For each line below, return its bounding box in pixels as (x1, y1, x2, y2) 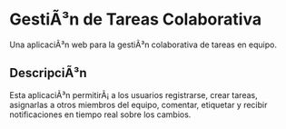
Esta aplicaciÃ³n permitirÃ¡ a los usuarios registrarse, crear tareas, (9, 89, 258, 100)
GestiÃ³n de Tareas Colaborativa (9, 9, 261, 30)
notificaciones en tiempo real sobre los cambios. (9, 109, 192, 120)
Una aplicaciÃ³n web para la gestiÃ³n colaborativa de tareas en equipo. (9, 39, 277, 50)
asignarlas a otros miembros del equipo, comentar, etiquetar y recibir (9, 99, 268, 110)
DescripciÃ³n (9, 65, 88, 81)
